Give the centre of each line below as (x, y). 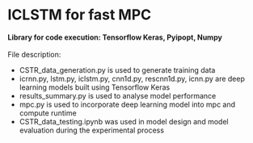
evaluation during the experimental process (92, 130)
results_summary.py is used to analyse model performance (118, 95)
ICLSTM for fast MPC (80, 15)
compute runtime (48, 113)
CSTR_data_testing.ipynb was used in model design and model (124, 121)
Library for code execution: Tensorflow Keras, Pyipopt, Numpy (115, 37)
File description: (34, 54)
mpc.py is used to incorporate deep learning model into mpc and (127, 104)
